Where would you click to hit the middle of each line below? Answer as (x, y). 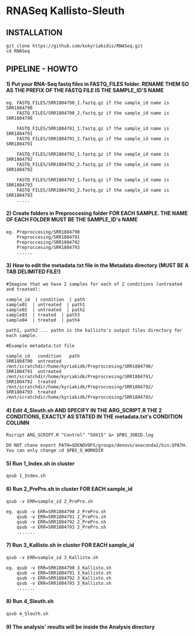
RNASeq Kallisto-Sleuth (65, 11)
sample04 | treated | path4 (43, 320)
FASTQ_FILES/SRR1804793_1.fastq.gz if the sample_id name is (93, 180)
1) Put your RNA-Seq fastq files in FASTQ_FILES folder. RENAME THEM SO (97, 84)
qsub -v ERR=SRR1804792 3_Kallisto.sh (64, 578)
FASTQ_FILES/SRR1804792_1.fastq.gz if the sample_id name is (93, 154)
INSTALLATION (34, 33)
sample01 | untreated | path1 (46, 305)
